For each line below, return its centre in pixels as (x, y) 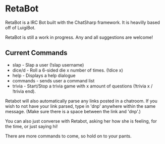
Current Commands (36, 53)
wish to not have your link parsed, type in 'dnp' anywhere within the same (81, 106)
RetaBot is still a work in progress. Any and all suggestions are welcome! (79, 37)
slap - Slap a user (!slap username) (48, 65)
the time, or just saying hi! (31, 126)
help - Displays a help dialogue (44, 75)
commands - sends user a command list (53, 80)
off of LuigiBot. (20, 27)
